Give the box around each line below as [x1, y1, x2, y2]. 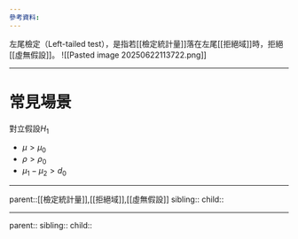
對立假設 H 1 [9, 123, 50, 135]
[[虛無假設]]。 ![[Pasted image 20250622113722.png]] [9, 50, 207, 60]
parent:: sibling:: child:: [9, 220, 93, 230]
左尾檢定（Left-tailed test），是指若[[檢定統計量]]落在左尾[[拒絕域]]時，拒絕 [9, 38, 284, 49]
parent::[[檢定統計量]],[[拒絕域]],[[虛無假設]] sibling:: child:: [9, 194, 224, 204]
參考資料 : [9, 12, 40, 22]
